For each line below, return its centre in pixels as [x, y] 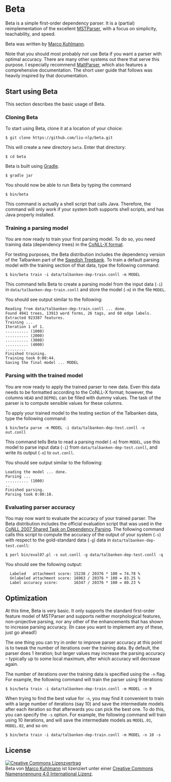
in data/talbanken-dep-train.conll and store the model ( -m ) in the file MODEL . [86, 290]
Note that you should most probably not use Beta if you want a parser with [83, 54]
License [18, 751]
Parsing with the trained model [44, 376]
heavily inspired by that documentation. [47, 75]
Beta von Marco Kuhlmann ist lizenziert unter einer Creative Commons [79, 768]
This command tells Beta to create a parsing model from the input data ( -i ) [84, 284]
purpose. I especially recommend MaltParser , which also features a [76, 64]
